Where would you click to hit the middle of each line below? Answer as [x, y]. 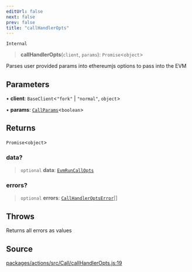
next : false [20, 17]
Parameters [28, 85]
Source [20, 249]
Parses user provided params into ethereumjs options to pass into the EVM [96, 66]
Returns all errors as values [39, 230]
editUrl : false [25, 11]
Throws [20, 216]
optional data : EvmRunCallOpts [57, 170]
